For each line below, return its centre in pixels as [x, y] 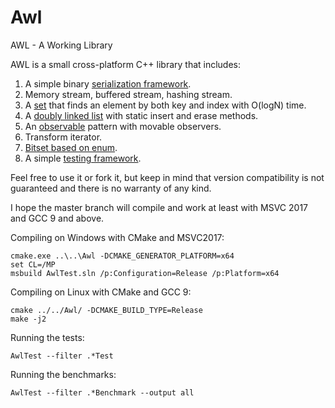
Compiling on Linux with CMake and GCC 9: [101, 292]
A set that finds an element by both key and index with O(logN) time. [165, 105]
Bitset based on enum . [71, 147]
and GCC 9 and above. [57, 218]
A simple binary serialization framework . [108, 83]
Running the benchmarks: [63, 374]
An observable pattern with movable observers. [123, 126]
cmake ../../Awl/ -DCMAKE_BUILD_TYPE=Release [106, 310]
